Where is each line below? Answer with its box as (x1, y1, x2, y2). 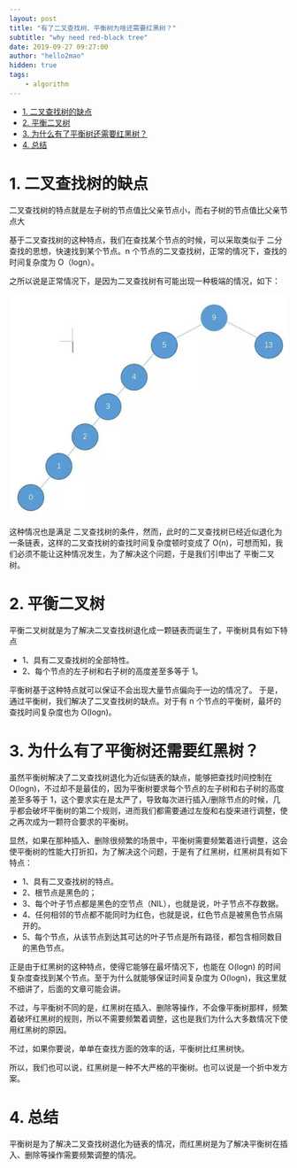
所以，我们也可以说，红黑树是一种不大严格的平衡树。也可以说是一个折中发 (9, 1062, 280, 1072)
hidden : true (9, 61, 57, 70)
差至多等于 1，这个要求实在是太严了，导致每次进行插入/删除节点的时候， (9, 793, 273, 805)
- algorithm (25, 80, 69, 89)
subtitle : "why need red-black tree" (9, 33, 148, 42)
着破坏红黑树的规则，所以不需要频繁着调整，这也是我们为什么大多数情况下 (9, 1013, 280, 1024)
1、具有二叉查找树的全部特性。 (21, 655, 134, 666)
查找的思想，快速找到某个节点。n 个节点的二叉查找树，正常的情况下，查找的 (9, 245, 287, 256)
